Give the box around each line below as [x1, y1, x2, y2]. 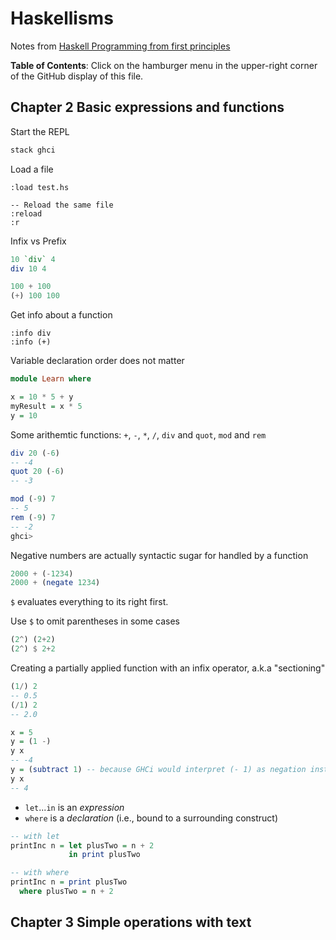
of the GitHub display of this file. [10, 70, 144, 82]
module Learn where [10, 374, 92, 384]
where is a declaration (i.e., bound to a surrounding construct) [24, 812, 278, 824]
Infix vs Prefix [10, 235, 67, 247]
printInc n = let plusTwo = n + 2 [10, 840, 155, 851]
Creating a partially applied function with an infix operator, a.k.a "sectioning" [10, 662, 326, 674]
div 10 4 [10, 263, 47, 274]
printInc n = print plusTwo [10, 877, 128, 887]
